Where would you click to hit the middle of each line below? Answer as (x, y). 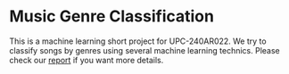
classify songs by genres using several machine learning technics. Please (144, 50)
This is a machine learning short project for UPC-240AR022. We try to (138, 41)
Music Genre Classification (111, 16)
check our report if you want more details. (87, 60)
